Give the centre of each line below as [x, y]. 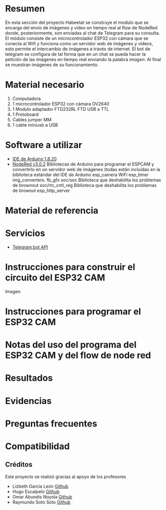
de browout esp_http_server [41, 190]
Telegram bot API [30, 247]
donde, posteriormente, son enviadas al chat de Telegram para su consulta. [83, 33]
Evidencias [29, 401]
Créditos [19, 465]
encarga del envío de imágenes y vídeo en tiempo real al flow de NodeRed [81, 27]
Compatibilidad [38, 446]
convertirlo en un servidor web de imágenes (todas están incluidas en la [86, 169]
